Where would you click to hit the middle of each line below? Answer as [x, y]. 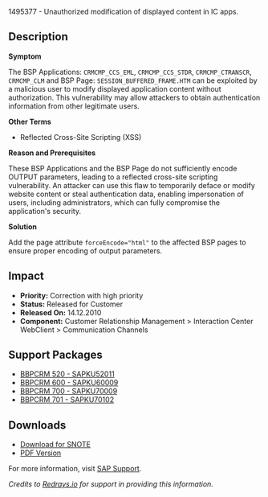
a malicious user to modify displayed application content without [115, 88]
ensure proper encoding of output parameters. [85, 251]
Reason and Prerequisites [52, 153]
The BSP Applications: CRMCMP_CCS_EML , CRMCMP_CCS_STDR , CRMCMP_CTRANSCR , [130, 72]
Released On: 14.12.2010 [61, 312]
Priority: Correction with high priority [81, 295]
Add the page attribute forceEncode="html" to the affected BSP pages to [127, 242]
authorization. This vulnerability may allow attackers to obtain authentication [134, 97]
